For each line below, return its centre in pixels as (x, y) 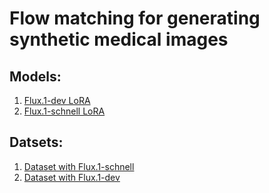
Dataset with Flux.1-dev (72, 177)
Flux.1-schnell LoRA (64, 111)
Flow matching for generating (135, 18)
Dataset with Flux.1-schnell (79, 166)
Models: (35, 76)
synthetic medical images (119, 39)
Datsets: (36, 142)
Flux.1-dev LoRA (57, 100)
